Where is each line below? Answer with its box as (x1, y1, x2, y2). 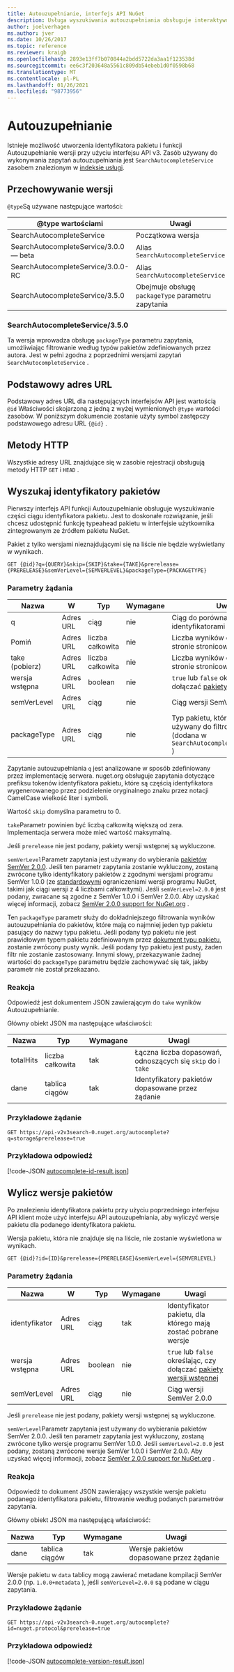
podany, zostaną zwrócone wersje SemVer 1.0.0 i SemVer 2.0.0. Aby (7, 1447, 203, 1455)
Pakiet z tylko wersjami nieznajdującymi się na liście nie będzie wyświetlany (7, 540, 225, 548)
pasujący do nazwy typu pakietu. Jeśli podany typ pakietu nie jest (7, 928, 196, 936)
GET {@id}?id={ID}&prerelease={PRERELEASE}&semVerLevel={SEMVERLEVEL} (7, 1255, 217, 1262)
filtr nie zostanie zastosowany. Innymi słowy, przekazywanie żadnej (7, 950, 201, 958)
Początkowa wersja (135, 230, 200, 240)
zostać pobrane (166, 1327, 219, 1336)
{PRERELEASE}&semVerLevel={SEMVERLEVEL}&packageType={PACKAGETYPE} (7, 566, 208, 574)
